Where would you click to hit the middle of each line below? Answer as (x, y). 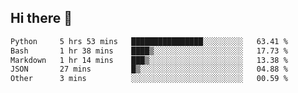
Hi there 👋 (41, 18)
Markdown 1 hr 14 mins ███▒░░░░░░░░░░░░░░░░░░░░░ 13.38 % (149, 60)
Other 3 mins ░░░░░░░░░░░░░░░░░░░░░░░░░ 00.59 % (149, 79)
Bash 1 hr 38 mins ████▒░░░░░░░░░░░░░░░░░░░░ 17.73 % (149, 51)
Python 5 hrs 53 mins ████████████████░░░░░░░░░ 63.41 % (149, 41)
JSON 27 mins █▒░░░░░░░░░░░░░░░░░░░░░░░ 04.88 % (149, 69)
